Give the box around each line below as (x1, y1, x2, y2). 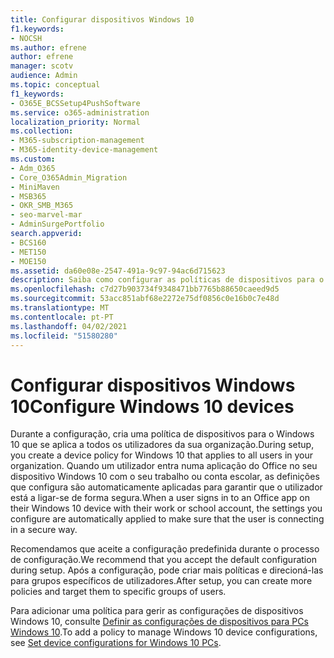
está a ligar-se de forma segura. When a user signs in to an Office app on (10, 492, 310, 504)
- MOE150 (10, 256, 47, 266)
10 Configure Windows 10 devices (10, 395, 295, 418)
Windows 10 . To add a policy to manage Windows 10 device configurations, (10, 626, 318, 638)
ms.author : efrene (10, 42, 87, 53)
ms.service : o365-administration (10, 107, 150, 118)
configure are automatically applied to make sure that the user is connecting (10, 513, 325, 525)
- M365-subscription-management (10, 136, 145, 146)
